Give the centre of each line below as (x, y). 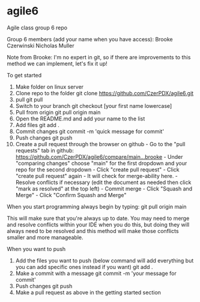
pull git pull (29, 99)
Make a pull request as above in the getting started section (88, 292)
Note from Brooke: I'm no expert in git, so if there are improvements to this (99, 57)
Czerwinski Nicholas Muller (41, 46)
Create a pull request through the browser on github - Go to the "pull (100, 144)
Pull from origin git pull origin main (58, 112)
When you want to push (36, 249)
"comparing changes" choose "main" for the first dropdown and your (101, 163)
